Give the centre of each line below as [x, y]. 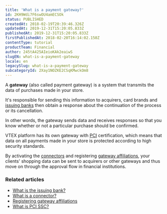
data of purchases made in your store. [45, 90]
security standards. [25, 146]
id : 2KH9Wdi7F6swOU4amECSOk [35, 15]
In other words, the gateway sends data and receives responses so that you [83, 120]
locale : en [17, 61]
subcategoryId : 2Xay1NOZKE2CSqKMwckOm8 [47, 71]
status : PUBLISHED [24, 19]
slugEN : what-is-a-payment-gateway [42, 57]
